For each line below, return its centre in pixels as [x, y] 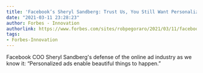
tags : [13, 34]
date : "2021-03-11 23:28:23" [43, 17]
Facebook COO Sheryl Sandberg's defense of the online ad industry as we [99, 57]
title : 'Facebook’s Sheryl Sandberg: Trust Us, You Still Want [88, 12]
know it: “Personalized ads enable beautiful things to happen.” [84, 63]
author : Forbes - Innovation [43, 23]
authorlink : [21, 29]
